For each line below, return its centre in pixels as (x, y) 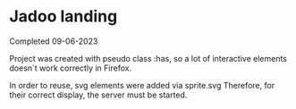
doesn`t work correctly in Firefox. (71, 68)
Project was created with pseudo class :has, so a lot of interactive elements (148, 58)
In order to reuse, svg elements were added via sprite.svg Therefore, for (142, 85)
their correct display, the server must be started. (98, 95)
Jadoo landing (63, 17)
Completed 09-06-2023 (54, 41)
